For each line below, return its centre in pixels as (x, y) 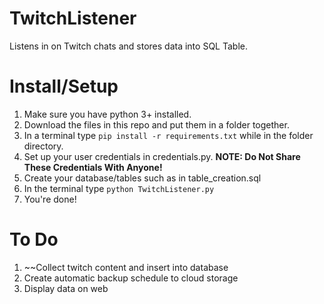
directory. (43, 146)
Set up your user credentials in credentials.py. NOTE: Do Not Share (162, 156)
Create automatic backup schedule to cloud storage (131, 278)
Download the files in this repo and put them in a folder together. (156, 124)
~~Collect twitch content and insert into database (126, 267)
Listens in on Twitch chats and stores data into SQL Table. (128, 46)
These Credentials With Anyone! (93, 167)
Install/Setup (64, 86)
